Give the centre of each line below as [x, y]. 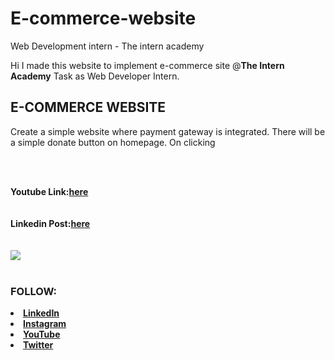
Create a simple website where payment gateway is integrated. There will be [168, 131]
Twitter [38, 345]
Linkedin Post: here [50, 223]
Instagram [45, 324]
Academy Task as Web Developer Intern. [95, 76]
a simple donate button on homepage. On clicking [113, 142]
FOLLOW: [34, 291]
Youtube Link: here [49, 191]
